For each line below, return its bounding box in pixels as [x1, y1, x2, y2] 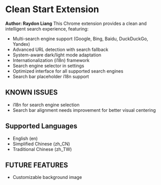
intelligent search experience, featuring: [5, 25, 89, 32]
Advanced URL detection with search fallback [12, 46, 109, 52]
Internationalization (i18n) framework [12, 57, 90, 63]
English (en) [12, 135, 38, 141]
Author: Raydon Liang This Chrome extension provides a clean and [5, 20, 147, 26]
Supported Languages [5, 122, 78, 131]
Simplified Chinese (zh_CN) [12, 141, 70, 147]
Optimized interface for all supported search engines [12, 68, 123, 74]
